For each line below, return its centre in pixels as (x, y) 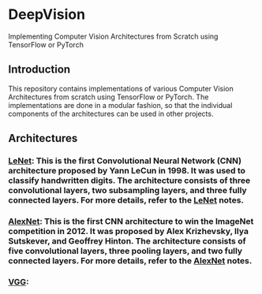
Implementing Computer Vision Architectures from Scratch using (113, 36)
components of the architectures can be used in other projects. (111, 114)
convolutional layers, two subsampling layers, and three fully (127, 191)
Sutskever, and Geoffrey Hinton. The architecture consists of (127, 240)
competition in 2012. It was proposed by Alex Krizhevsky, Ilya (128, 231)
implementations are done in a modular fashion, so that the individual (120, 105)
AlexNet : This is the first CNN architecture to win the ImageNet (131, 221)
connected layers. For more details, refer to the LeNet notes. (126, 200)
